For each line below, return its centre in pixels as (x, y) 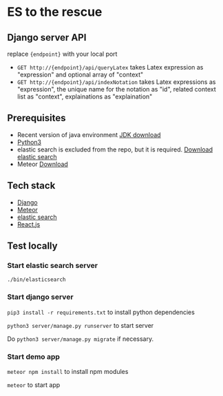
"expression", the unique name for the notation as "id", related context (117, 89)
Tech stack (31, 186)
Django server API (47, 38)
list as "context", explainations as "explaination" (85, 96)
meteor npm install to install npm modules (68, 371)
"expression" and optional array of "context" (80, 74)
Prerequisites (36, 118)
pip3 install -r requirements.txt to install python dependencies (101, 312)
